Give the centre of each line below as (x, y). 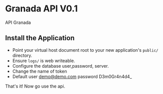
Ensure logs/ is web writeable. (44, 61)
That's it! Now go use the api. (35, 86)
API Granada (18, 22)
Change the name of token (40, 71)
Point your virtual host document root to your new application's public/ (85, 50)
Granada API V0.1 (41, 9)
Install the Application (40, 38)
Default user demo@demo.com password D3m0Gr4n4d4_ (72, 76)
